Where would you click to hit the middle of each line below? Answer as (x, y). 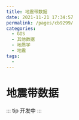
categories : (21, 28)
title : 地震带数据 (27, 12)
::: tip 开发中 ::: (24, 110)
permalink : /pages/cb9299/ (40, 23)
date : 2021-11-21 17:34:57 (40, 17)
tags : (13, 56)
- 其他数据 (23, 39)
